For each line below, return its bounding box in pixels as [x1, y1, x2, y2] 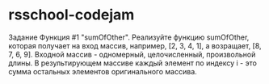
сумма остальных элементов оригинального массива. [8, 66, 198, 76]
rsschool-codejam [8, 6, 135, 24]
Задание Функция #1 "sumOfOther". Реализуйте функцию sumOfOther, [8, 32, 250, 42]
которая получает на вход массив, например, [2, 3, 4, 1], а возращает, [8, [8, 40, 262, 50]
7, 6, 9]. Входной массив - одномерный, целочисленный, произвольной [8, 49, 256, 59]
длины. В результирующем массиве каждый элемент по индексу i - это [8, 58, 257, 68]
